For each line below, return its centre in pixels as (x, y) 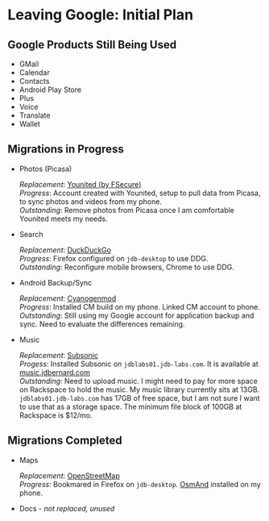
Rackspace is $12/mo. (56, 415)
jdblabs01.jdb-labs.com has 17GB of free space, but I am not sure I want (139, 398)
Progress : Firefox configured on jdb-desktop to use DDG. (114, 258)
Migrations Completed (65, 441)
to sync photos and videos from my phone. (91, 201)
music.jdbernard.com (54, 372)
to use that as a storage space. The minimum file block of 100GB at (130, 406)
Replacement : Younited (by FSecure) (80, 184)
